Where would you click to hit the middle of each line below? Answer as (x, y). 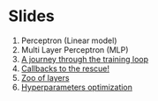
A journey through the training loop (85, 59)
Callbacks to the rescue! (65, 69)
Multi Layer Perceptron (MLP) (75, 49)
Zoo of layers (45, 77)
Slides (31, 16)
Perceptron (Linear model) (69, 40)
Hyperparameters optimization (77, 87)
